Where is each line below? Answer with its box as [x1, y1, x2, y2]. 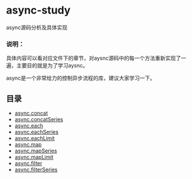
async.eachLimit [14, 135, 55, 142]
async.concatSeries [14, 116, 63, 123]
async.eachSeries [14, 128, 59, 136]
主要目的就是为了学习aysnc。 [16, 62, 89, 69]
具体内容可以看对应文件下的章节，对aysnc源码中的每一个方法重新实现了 [6, 54, 181, 62]
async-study [6, 4, 71, 17]
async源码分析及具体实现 [6, 24, 68, 31]
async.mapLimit [14, 154, 54, 161]
